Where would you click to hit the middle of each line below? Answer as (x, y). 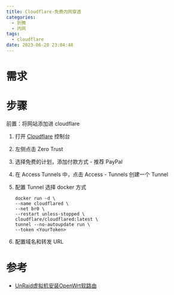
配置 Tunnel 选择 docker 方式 (51, 187)
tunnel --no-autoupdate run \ (53, 225)
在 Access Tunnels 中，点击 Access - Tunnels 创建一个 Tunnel (91, 174)
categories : (21, 17)
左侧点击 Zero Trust (39, 149)
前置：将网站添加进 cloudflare (43, 124)
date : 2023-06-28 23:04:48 (40, 45)
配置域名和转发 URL (39, 242)
